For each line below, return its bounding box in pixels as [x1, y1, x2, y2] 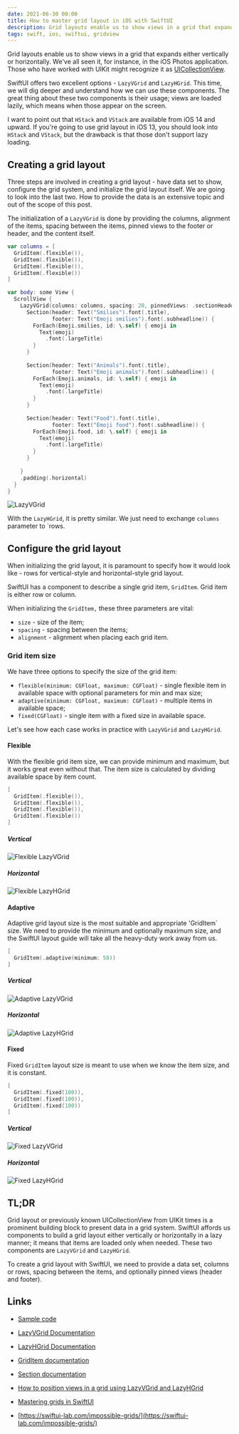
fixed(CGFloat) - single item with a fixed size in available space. [17, 711, 206, 719]
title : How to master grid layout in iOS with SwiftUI [7, 17, 174, 24]
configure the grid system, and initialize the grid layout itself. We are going [7, 185, 225, 194]
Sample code [17, 1314, 57, 1323]
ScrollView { [14, 296, 53, 303]
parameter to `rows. [7, 521, 65, 531]
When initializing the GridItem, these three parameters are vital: [7, 604, 194, 613]
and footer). [7, 1275, 43, 1284]
